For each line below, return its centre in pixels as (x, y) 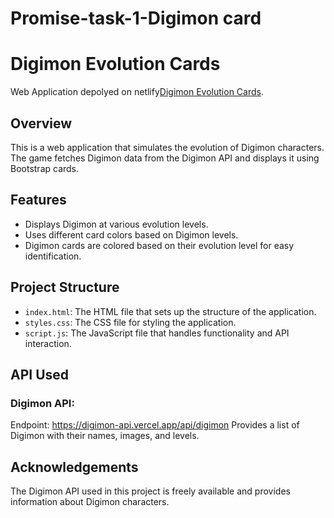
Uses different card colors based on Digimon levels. (131, 234)
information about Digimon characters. (90, 502)
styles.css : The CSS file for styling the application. (130, 322)
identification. (53, 256)
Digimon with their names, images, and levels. (105, 436)
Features (38, 200)
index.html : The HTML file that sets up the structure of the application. (170, 311)
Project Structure (65, 287)
